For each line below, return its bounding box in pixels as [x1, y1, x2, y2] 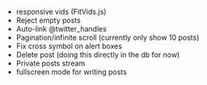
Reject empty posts [15, 15, 81, 25]
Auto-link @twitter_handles [15, 24, 108, 33]
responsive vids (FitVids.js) [15, 7, 107, 16]
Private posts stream [15, 58, 86, 68]
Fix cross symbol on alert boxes [15, 41, 123, 51]
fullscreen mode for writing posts [15, 67, 127, 76]
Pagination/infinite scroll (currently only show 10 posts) [15, 32, 200, 42]
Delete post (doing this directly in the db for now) [15, 50, 180, 59]
